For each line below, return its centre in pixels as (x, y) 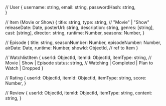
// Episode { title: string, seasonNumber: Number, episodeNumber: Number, (83, 42)
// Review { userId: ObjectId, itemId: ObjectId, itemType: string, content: (79, 93)
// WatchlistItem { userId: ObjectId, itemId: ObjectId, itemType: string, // (78, 57)
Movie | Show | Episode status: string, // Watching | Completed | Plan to (79, 63)
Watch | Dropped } (24, 68)
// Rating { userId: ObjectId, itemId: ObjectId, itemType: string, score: (76, 78)
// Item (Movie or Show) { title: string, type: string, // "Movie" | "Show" (77, 22)
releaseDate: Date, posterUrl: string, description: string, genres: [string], (79, 27)
